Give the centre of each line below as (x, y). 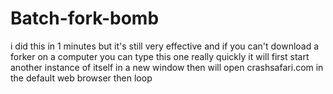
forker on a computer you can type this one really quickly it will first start (160, 56)
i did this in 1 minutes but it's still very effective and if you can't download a (165, 46)
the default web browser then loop (81, 78)
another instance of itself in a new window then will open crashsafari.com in (167, 67)
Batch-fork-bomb (85, 18)
